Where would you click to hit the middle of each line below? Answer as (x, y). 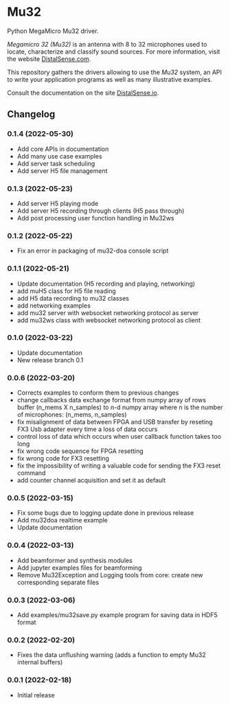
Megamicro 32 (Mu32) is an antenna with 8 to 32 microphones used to (107, 44)
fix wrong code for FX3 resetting (63, 459)
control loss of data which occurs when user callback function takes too (119, 437)
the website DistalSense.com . (49, 58)
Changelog (31, 114)
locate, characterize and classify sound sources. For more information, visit (114, 51)
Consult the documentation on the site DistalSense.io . (83, 93)
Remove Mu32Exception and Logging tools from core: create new (110, 575)
